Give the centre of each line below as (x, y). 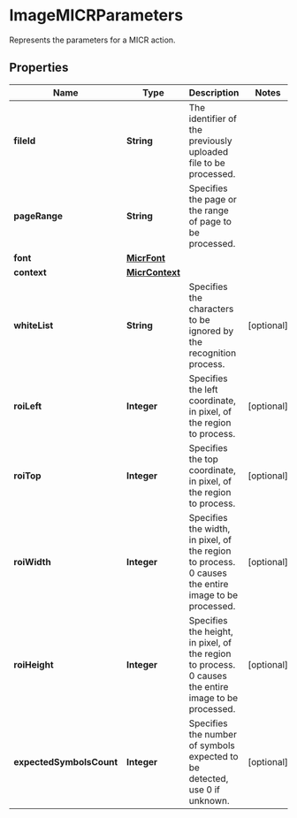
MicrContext (154, 272)
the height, (211, 631)
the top (204, 459)
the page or (213, 199)
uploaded (209, 151)
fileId (25, 141)
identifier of (213, 118)
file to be (207, 163)
